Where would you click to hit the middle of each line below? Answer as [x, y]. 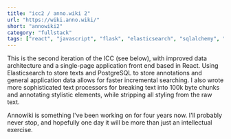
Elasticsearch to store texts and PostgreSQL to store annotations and [105, 73]
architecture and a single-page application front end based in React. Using [113, 66]
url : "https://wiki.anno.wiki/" [53, 20]
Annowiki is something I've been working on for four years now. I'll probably [114, 115]
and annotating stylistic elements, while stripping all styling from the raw [110, 95]
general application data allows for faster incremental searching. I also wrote [115, 80]
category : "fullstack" [40, 33]
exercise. [20, 130]
